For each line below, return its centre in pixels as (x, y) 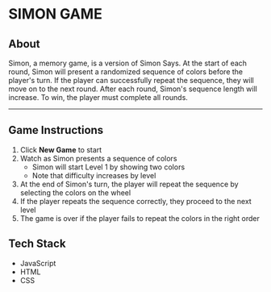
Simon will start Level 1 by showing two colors (108, 167)
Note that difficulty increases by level (94, 175)
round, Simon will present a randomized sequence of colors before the (126, 72)
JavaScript (38, 263)
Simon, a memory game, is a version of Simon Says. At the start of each (128, 63)
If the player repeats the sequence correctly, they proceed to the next (135, 201)
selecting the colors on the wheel (75, 192)
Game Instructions (56, 130)
